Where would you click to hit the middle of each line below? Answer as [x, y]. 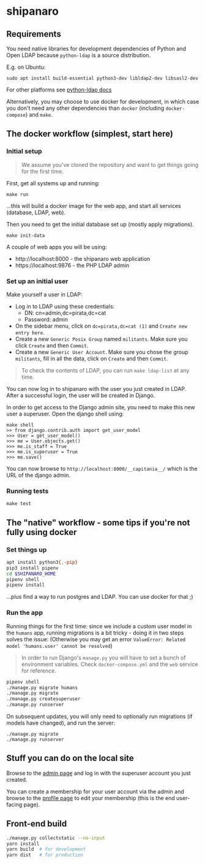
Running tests [28, 491]
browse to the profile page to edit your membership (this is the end [91, 798]
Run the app [24, 613]
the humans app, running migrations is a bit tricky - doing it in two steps [95, 633]
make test [19, 504]
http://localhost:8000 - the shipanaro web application [83, 258]
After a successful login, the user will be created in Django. [81, 395]
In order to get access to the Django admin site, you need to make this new [101, 407]
